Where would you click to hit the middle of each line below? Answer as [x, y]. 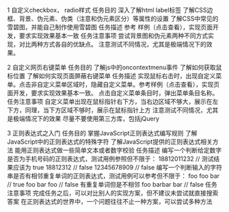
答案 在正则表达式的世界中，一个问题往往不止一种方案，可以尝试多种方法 [110, 201]
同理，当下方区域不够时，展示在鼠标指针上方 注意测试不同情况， [116, 110]
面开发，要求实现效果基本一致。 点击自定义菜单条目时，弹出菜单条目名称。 [113, 93]
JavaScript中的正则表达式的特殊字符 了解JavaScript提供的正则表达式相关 [110, 142]
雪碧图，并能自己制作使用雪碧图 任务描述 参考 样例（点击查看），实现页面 [110, 27]
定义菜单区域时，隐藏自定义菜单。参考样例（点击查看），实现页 [131, 84]
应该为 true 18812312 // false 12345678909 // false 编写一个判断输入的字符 [118, 167]
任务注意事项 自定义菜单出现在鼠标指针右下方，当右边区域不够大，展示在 [110, 102]
